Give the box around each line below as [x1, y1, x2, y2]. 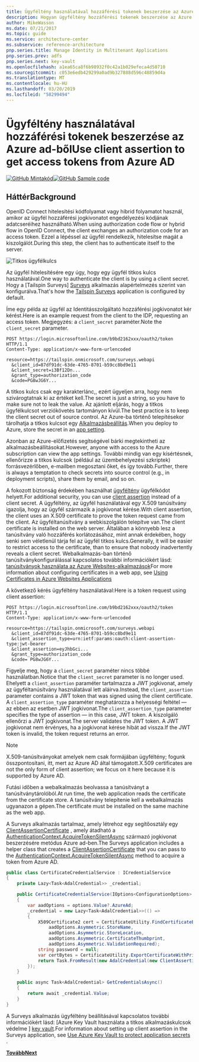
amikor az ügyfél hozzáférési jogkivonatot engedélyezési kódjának [6, 214, 169, 221]
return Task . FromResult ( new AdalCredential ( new [37, 957, 158, 963]
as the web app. [6, 809, 46, 816]
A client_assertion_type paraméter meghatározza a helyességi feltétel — [6, 698, 187, 705]
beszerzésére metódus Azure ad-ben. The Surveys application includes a [6, 839, 184, 846]
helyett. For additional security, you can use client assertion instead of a [6, 493, 181, 500]
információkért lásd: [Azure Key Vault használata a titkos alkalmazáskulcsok [6, 1019, 191, 1026]
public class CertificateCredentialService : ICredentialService [6, 869, 171, 875]
